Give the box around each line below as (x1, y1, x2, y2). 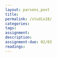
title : (5, 12, 19, 17)
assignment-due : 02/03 (5, 40, 52, 45)
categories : (5, 21, 30, 26)
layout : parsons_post (5, 7, 50, 12)
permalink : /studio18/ (5, 16, 52, 21)
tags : (5, 26, 16, 31)
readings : (5, 44, 26, 49)
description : (5, 35, 32, 40)
